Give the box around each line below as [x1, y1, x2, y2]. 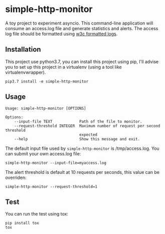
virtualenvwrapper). [5, 69, 46, 75]
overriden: [5, 174, 27, 180]
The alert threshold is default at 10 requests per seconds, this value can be [5, 169, 159, 175]
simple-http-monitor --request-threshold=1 [5, 184, 98, 189]
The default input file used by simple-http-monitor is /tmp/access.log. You [5, 145, 159, 151]
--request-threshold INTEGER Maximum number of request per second [14, 123, 160, 128]
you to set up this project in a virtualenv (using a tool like [5, 64, 122, 70]
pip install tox [5, 220, 39, 226]
